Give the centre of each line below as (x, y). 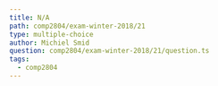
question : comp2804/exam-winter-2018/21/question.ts (109, 51)
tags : (19, 59)
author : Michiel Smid (50, 43)
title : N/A (29, 17)
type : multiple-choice (51, 34)
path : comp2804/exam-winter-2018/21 (77, 26)
